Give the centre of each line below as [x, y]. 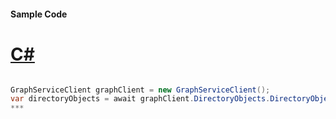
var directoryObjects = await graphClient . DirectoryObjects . [140, 99]
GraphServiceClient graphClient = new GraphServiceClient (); [140, 90]
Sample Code [39, 14]
